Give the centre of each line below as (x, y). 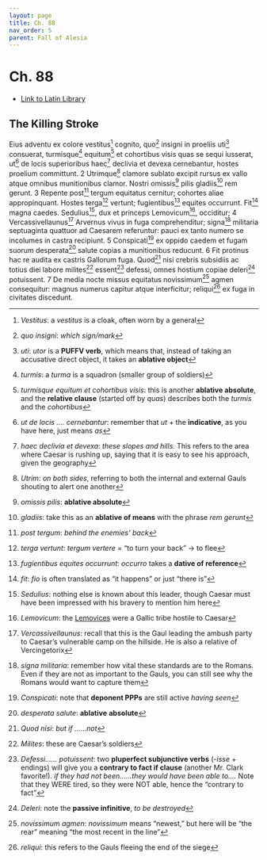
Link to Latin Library (53, 99)
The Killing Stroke (54, 124)
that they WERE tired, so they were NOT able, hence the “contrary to (132, 784)
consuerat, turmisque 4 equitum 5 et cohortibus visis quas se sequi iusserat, (131, 153)
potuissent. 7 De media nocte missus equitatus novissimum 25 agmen (122, 278)
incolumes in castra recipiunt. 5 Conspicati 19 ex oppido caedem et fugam (128, 239)
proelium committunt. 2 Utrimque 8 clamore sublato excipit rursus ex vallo (128, 173)
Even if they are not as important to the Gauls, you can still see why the (136, 674)
